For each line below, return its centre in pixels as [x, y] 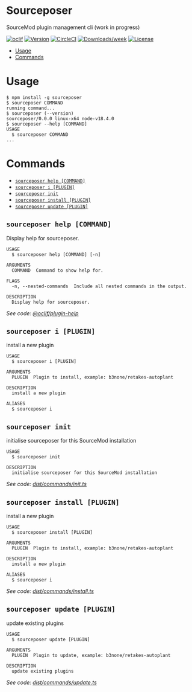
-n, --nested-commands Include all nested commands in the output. [99, 286]
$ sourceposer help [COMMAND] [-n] [56, 254]
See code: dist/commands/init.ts [47, 484]
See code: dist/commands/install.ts [50, 591]
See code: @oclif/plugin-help [42, 313]
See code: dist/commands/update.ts [52, 682]
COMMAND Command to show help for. [57, 270]
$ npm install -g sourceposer [44, 97]
